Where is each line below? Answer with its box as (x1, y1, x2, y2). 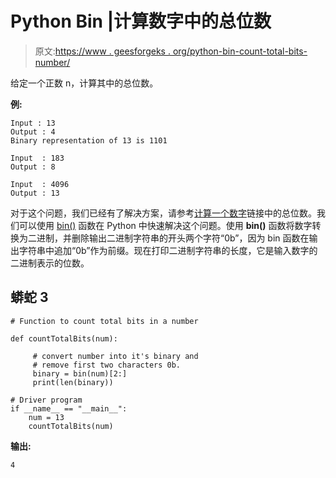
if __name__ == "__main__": (10, 403, 128, 414)
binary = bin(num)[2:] (32, 368, 128, 379)
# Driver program (10, 395, 83, 405)
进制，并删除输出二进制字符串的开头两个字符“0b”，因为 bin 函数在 (36, 232, 310, 244)
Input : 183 (10, 153, 65, 163)
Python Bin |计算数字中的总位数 (10, 10, 272, 33)
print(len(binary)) (32, 377, 114, 387)
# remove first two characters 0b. (32, 360, 182, 370)
